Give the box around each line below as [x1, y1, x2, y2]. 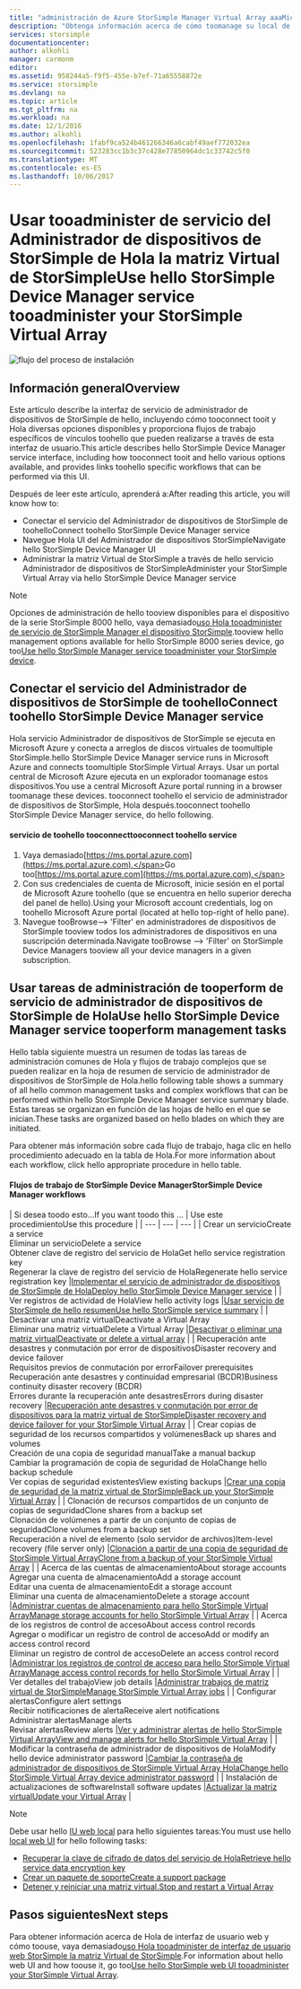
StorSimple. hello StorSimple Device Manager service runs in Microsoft [9, 751, 269, 763]
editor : [9, 64, 39, 73]
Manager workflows [9, 1189, 87, 1200]
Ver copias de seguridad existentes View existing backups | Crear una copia [9, 1476, 286, 1487]
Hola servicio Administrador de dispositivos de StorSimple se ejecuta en [9, 732, 276, 743]
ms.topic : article [9, 96, 78, 106]
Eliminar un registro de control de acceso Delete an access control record [9, 1648, 279, 1659]
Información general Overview [9, 381, 181, 396]
